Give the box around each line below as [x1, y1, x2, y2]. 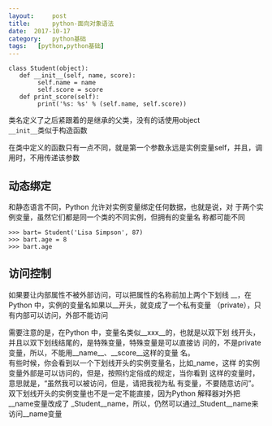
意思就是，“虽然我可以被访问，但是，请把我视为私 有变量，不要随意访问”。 [8, 378, 259, 388]
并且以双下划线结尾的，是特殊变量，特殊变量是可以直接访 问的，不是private [8, 337, 261, 347]
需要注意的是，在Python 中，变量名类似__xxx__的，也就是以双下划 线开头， [8, 327, 260, 337]
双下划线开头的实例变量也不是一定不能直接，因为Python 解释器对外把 [8, 388, 241, 398]
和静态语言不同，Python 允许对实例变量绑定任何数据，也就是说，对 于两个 [8, 202, 257, 211]
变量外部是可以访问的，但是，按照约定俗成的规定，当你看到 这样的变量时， [8, 367, 260, 378]
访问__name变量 [8, 408, 63, 419]
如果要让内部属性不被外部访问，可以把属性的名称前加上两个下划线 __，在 [8, 289, 252, 299]
